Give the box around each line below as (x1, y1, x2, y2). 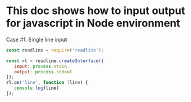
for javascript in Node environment (6, 16, 181, 30)
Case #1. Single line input (6, 36, 68, 43)
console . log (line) (14, 85, 60, 91)
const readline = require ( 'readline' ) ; (6, 47, 104, 53)
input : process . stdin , (14, 63, 70, 69)
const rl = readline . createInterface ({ (6, 57, 104, 64)
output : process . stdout (14, 69, 73, 74)
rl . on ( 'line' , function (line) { (6, 80, 88, 86)
